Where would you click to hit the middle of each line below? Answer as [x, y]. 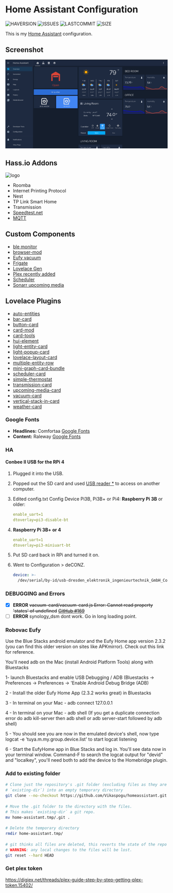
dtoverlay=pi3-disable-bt [40, 520]
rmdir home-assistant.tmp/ [34, 834]
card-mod [23, 330]
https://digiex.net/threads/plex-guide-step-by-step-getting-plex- [74, 880]
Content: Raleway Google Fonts [47, 436]
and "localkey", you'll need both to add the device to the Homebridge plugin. [86, 760]
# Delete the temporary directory [42, 828]
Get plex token [24, 868]
